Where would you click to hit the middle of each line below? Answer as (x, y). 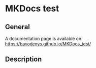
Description (23, 59)
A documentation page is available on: (44, 38)
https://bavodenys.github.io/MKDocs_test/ (48, 44)
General (18, 27)
